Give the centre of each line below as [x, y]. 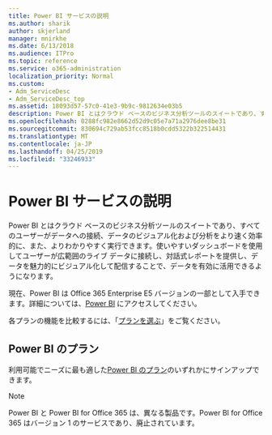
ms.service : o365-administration [65, 69]
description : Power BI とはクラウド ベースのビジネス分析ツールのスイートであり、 [134, 114]
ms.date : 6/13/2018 [41, 46]
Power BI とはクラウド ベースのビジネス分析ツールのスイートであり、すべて [134, 226]
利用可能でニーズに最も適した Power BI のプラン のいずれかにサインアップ [130, 370]
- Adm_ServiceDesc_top [47, 99]
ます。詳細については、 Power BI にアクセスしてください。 [105, 304]
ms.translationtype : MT [49, 136]
